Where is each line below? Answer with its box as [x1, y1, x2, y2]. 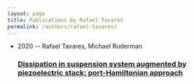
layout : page [7, 10, 46, 17]
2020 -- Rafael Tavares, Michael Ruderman [17, 42, 142, 51]
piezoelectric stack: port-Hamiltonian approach [17, 68, 183, 78]
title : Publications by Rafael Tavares [7, 17, 124, 24]
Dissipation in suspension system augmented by [17, 60, 187, 69]
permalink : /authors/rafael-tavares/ [7, 23, 118, 30]
